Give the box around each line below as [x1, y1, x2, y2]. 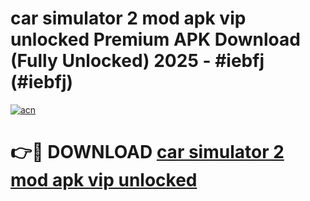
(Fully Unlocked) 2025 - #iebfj [10, 50, 265, 72]
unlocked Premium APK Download [10, 28, 301, 51]
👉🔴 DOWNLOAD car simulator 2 [10, 141, 285, 164]
